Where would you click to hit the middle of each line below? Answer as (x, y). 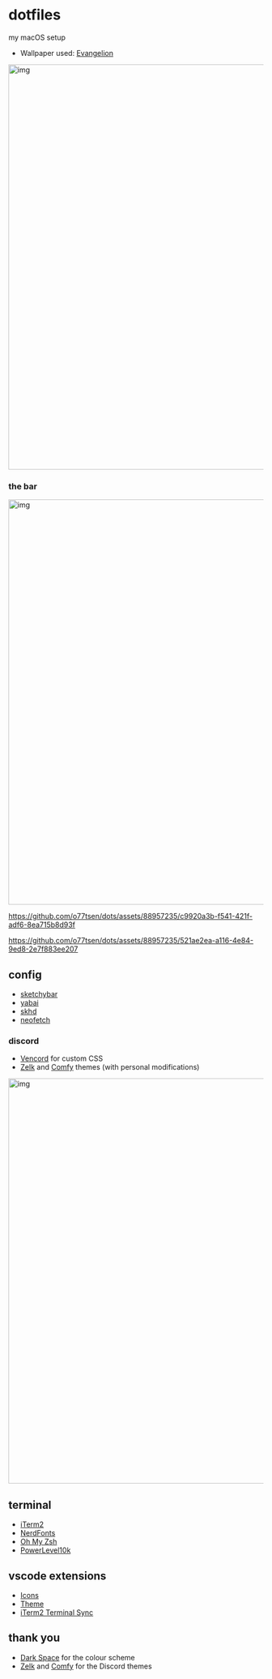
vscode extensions (57, 1576)
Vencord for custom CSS (62, 1058)
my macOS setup (37, 37)
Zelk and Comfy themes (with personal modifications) (110, 1067)
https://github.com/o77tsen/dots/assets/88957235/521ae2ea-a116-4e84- (131, 941)
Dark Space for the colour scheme (77, 1657)
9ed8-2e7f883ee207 (43, 949)
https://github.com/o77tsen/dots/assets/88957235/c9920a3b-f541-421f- (131, 916)
